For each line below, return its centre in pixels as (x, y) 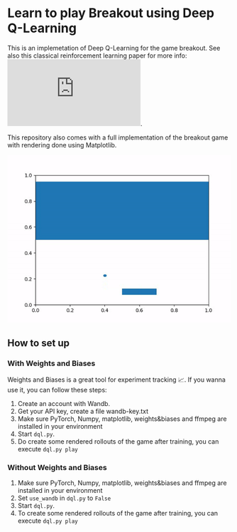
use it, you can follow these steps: (57, 390)
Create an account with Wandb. (64, 403)
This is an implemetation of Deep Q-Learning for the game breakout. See (114, 48)
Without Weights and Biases (57, 467)
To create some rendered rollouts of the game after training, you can (118, 513)
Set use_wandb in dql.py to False (64, 498)
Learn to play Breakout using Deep (111, 13)
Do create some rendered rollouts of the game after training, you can (118, 441)
